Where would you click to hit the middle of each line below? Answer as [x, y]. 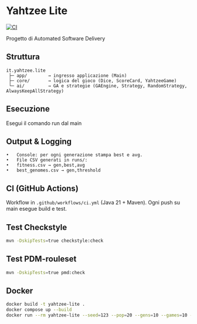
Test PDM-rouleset [41, 259]
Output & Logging [39, 141]
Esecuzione [28, 109]
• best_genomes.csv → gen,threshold [53, 171]
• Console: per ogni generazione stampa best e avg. [74, 155]
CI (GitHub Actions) [43, 188]
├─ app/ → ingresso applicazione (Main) [68, 75]
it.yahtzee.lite [26, 70]
